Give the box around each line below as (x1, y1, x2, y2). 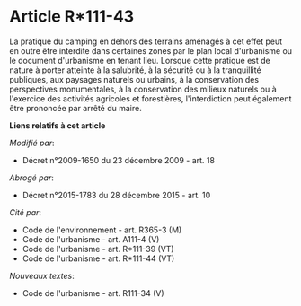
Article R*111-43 (9, 6, 135, 27)
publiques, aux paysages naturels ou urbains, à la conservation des (9, 74, 259, 84)
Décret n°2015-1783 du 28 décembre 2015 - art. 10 (22, 189, 211, 200)
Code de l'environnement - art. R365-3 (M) (22, 224, 182, 235)
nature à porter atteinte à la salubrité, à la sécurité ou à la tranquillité (9, 65, 262, 75)
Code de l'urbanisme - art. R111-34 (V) (22, 287, 164, 298)
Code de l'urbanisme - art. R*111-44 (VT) (22, 253, 175, 264)
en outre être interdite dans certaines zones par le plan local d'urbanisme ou (9, 45, 293, 56)
